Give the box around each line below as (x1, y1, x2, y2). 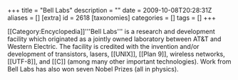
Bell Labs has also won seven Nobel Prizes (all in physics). (7, 65, 180, 73)
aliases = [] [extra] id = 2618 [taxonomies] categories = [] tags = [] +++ (7, 13, 216, 22)
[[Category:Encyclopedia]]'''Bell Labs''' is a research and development (7, 28, 215, 35)
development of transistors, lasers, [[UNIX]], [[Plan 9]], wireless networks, (7, 50, 226, 58)
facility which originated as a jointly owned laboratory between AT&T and (7, 35, 222, 43)
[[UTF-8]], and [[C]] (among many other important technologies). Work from (7, 57, 232, 66)
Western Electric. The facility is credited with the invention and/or (7, 42, 200, 50)
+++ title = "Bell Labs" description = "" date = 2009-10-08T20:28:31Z (7, 6, 212, 14)
